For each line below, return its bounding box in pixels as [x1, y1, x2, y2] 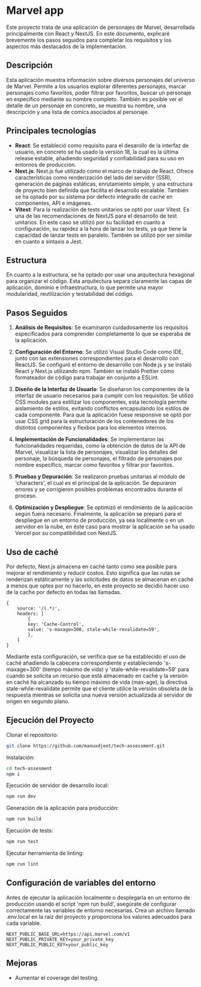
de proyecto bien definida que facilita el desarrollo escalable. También [14, 186, 189, 193]
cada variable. [6, 920, 41, 927]
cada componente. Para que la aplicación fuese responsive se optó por [14, 411, 192, 419]
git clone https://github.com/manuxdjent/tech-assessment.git [6, 742, 165, 749]
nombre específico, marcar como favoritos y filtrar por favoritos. [14, 462, 174, 469]
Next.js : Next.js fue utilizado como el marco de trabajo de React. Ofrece [14, 167, 194, 175]
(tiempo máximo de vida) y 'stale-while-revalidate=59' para [42, 666, 190, 672]
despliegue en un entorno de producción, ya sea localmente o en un [14, 516, 184, 524]
